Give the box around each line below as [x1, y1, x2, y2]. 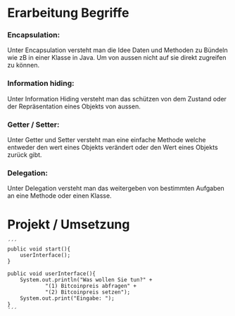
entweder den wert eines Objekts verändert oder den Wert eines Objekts [7, 143, 218, 152]
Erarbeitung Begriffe [7, 5, 129, 21]
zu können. [7, 61, 40, 70]
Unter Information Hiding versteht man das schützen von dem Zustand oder [7, 94, 227, 103]
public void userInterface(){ [7, 270, 96, 277]
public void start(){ [7, 246, 71, 253]
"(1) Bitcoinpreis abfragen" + [44, 283, 137, 290]
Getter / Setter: [7, 120, 60, 129]
